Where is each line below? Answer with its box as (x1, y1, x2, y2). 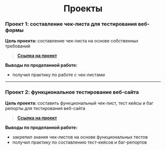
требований (5, 43, 31, 49)
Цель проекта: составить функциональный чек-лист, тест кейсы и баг (5, 100, 154, 106)
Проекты (63, 3, 103, 14)
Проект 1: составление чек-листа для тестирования (5, 21, 137, 28)
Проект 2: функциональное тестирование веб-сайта (5, 89, 139, 96)
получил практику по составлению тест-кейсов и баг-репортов (12, 139, 147, 145)
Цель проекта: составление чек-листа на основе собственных (5, 38, 139, 44)
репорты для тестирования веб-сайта (5, 105, 85, 111)
